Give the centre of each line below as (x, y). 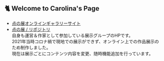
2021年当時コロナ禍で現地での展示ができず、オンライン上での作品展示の (85, 41)
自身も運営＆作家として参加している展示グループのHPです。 (72, 35)
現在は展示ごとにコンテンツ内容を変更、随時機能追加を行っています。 (82, 53)
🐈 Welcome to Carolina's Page (52, 8)
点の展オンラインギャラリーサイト (46, 23)
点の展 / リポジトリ (31, 29)
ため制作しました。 (31, 47)
